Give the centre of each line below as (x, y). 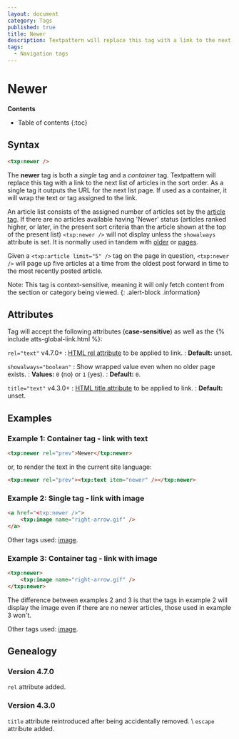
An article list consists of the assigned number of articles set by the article (117, 212)
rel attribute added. (37, 687)
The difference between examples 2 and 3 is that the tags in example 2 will (118, 600)
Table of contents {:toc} (52, 123)
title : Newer (27, 34)
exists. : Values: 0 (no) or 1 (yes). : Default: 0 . (74, 374)
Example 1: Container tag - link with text (78, 438)
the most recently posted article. (55, 271)
